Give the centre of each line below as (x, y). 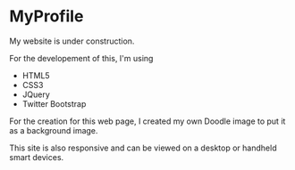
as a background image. (54, 130)
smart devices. (37, 157)
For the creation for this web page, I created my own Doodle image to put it (147, 121)
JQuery (36, 94)
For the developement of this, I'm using (81, 58)
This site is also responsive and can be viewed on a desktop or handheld (143, 148)
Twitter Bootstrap (54, 103)
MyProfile (46, 16)
